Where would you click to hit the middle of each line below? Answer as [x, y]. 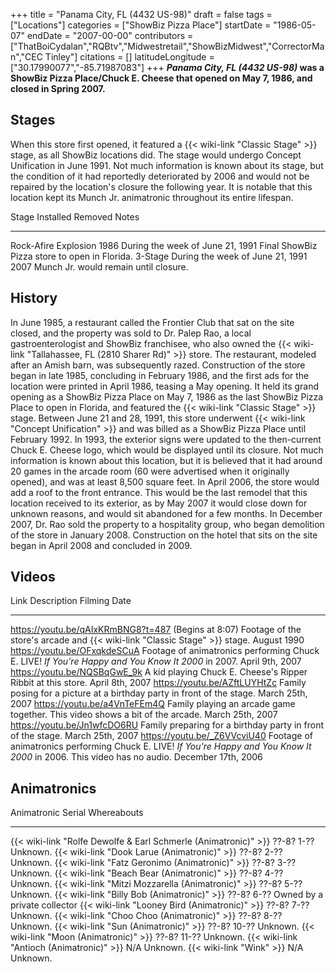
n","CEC [26, 57]
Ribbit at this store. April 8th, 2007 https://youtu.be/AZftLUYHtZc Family [158, 683]
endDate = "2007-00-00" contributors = [110, 35]
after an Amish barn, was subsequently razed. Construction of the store [158, 365]
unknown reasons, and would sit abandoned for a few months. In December [166, 513]
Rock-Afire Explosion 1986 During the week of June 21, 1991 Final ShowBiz [164, 245]
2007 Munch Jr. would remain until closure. [99, 266]
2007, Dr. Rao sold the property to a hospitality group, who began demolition [167, 524]
